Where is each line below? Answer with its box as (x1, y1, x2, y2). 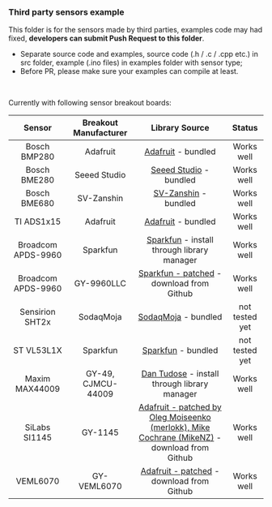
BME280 (20, 174, 55, 186)
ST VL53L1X (13, 345, 62, 356)
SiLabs (24, 422, 51, 433)
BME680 (20, 198, 55, 209)
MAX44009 (15, 384, 61, 395)
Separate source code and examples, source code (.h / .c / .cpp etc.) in (19, 49, 259, 59)
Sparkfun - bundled (142, 345, 219, 356)
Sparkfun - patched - (138, 268, 223, 279)
